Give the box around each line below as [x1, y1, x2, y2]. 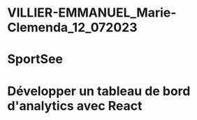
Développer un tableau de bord [7, 83, 191, 98]
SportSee [7, 51, 64, 67]
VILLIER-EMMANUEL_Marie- [7, 5, 177, 21]
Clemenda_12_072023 [7, 19, 138, 35]
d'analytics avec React [7, 98, 143, 114]
